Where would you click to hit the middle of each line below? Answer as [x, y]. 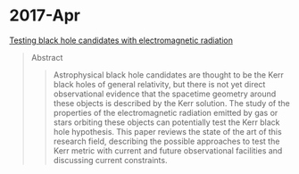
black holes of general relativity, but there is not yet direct [159, 84]
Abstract [47, 57]
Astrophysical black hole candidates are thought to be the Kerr [168, 75]
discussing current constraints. [110, 160]
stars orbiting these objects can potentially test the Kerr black [166, 122]
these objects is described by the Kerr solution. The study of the [171, 103]
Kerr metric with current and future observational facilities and [168, 150]
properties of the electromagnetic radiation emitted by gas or [166, 112]
